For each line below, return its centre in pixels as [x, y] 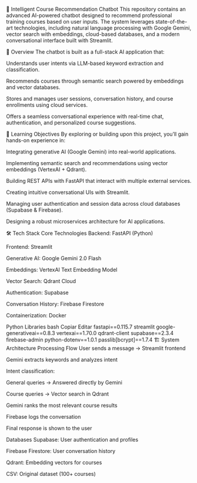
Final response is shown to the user [49, 428]
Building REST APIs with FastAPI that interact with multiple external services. [99, 181]
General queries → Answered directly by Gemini [64, 382]
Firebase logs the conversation [44, 417]
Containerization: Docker [36, 315]
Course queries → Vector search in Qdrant [58, 394]
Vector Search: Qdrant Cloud [41, 281]
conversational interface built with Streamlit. [59, 40]
